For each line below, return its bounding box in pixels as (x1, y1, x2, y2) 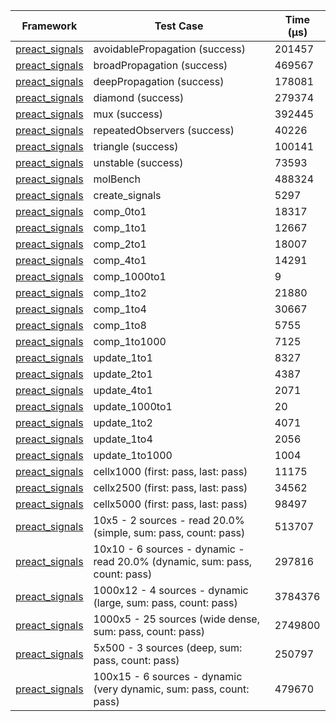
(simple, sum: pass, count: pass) (93, 526, 246, 539)
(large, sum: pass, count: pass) (93, 596, 238, 609)
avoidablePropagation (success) (93, 42, 246, 56)
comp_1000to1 (93, 270, 167, 283)
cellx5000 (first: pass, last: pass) (93, 497, 248, 511)
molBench (93, 172, 141, 186)
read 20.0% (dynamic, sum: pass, (93, 555, 253, 568)
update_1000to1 (93, 400, 173, 413)
